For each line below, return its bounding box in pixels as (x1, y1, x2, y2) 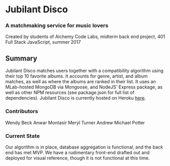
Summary (5, 54, 37, 63)
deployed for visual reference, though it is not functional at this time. (5, 155, 150, 161)
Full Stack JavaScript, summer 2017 (5, 39, 81, 45)
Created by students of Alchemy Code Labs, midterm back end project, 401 (5, 33, 165, 40)
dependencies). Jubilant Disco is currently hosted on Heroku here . (5, 95, 146, 101)
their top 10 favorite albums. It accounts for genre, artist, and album (5, 73, 148, 79)
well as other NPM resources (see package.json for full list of (5, 89, 135, 96)
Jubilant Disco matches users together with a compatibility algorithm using (5, 68, 164, 74)
